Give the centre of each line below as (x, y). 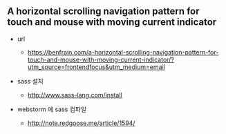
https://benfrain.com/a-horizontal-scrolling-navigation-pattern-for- (123, 52)
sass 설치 (30, 81)
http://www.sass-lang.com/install (75, 95)
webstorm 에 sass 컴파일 (52, 109)
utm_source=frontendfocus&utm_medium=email (96, 67)
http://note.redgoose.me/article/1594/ (81, 123)
